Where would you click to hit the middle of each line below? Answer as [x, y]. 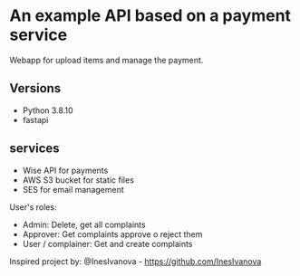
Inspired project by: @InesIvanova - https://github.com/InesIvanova [135, 261]
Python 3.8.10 [48, 110]
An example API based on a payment [150, 16]
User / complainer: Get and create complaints [107, 243]
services [35, 149]
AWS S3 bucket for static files [78, 180]
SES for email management [73, 189]
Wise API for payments [65, 170]
